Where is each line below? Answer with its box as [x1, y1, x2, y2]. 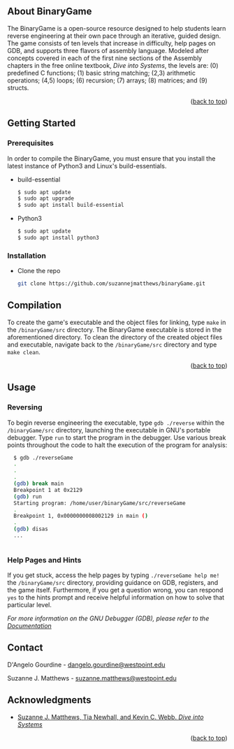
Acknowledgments [7, 695, 92, 706]
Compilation [7, 300, 61, 312]
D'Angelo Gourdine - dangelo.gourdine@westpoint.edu [7, 660, 166, 669]
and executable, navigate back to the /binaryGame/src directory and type [7, 340, 217, 349]
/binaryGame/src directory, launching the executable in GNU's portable [7, 426, 211, 434]
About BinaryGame [7, 6, 92, 17]
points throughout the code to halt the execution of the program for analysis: [7, 440, 228, 449]
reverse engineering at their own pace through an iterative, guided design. [7, 31, 221, 40]
